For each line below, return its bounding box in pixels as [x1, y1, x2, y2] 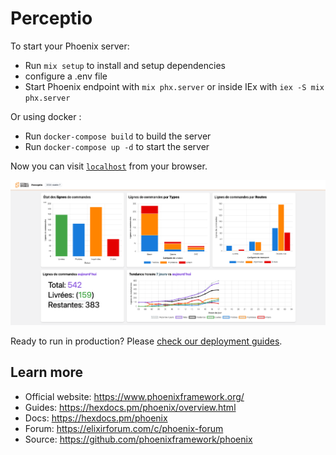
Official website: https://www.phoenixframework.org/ [24, 390, 245, 402]
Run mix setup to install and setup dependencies [24, 59, 226, 71]
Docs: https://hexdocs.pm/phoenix [24, 412, 168, 424]
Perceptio [10, 7, 93, 30]
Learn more [10, 364, 84, 381]
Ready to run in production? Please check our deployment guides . [10, 335, 283, 347]
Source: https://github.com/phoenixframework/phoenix [24, 433, 253, 445]
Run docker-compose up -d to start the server [24, 140, 210, 152]
